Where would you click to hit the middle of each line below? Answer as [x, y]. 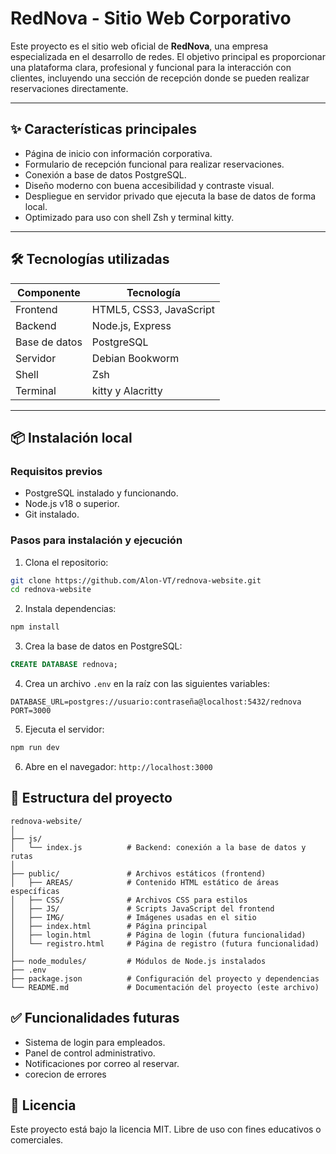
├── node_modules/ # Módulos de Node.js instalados [138, 961]
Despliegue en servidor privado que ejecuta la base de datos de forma [170, 196]
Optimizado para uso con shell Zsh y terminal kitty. [129, 217]
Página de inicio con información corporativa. [118, 153]
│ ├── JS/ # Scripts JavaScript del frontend [142, 908]
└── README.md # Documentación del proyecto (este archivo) [165, 987]
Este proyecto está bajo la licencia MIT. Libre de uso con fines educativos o [166, 1129]
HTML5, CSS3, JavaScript [153, 309]
